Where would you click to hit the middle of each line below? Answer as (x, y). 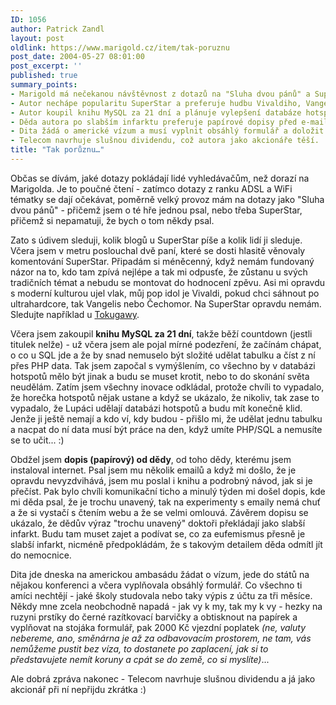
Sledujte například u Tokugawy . (75, 314)
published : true (44, 76)
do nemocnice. (41, 555)
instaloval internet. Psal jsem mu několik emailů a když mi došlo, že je (153, 470)
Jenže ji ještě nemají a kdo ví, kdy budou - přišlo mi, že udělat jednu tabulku (166, 418)
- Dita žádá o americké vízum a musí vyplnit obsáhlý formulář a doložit (167, 131)
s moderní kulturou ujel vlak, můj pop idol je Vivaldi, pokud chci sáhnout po (165, 293)
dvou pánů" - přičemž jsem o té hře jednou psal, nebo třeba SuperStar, (156, 210)
